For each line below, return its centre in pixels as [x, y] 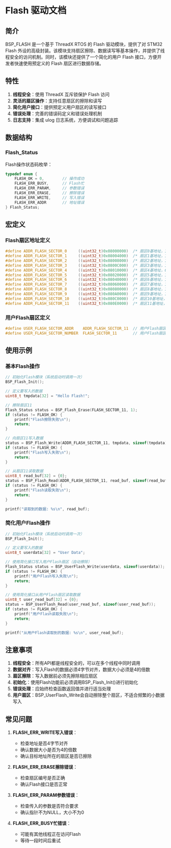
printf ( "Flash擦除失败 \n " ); [43, 419]
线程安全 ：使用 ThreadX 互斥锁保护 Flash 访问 [61, 94]
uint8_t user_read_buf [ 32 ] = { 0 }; [42, 600]
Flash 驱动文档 [36, 10]
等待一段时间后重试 [40, 841]
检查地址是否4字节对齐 [44, 743]
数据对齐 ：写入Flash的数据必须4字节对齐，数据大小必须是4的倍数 [81, 670]
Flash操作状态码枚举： [29, 164]
